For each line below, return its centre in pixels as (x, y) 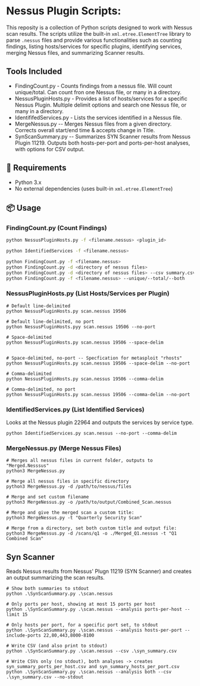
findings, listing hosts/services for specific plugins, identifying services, (94, 46)
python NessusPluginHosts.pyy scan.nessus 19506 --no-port (81, 327)
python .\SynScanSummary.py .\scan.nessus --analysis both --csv (89, 672)
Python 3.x (28, 182)
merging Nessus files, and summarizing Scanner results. (75, 52)
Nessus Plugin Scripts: (64, 11)
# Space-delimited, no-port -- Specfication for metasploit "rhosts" (94, 358)
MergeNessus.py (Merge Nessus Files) (64, 448)
